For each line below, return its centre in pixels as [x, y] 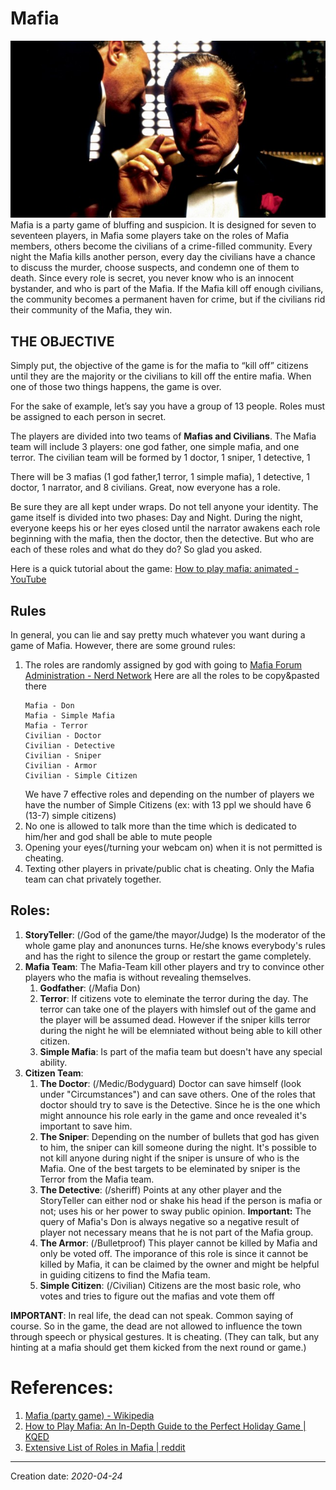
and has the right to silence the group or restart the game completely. [168, 956]
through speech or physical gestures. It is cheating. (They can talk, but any [165, 1336]
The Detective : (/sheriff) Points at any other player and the [161, 1189]
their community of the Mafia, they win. [91, 310]
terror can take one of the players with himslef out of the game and [178, 1009]
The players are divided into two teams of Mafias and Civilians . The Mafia [163, 436]
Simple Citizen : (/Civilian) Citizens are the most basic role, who [170, 1285]
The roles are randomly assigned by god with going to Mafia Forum [163, 665]
